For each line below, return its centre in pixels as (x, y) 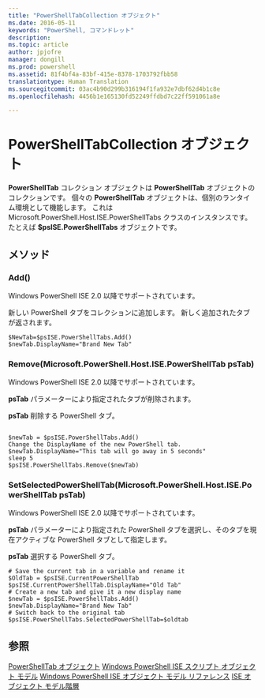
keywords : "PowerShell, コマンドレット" (71, 30)
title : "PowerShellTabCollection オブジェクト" (84, 15)
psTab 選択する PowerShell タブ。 (64, 557)
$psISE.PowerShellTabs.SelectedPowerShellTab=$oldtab (99, 620)
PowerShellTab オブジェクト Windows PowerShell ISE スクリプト (114, 666)
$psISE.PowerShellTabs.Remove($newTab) (74, 465)
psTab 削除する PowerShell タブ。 (64, 416)
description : (30, 38)
